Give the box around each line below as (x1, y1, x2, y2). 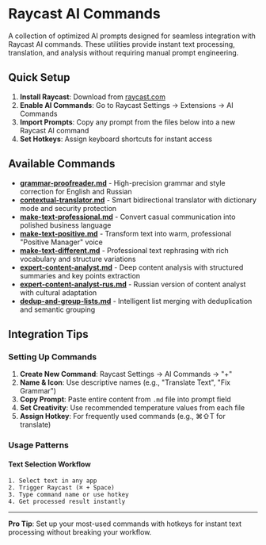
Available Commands (8, 157, 116, 171)
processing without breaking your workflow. (8, 528, 152, 537)
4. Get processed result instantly (8, 497, 126, 506)
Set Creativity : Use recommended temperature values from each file (19, 403, 245, 413)
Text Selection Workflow (8, 459, 91, 469)
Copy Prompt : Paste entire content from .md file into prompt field (19, 394, 231, 405)
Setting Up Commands (8, 351, 97, 362)
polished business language (19, 220, 112, 230)
